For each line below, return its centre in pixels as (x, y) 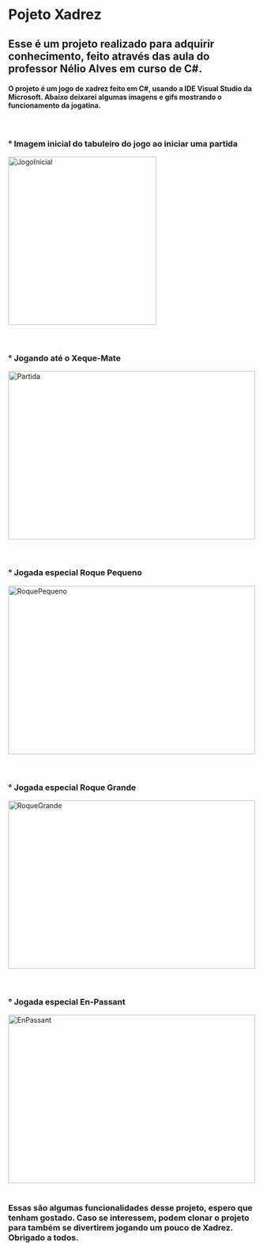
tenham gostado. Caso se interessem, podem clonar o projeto (129, 1218)
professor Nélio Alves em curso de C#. (105, 69)
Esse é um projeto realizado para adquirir (111, 44)
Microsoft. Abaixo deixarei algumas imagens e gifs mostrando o (115, 97)
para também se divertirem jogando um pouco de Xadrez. (120, 1228)
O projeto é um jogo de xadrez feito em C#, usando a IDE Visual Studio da (130, 89)
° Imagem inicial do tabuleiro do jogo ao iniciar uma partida (123, 143)
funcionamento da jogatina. (54, 105)
